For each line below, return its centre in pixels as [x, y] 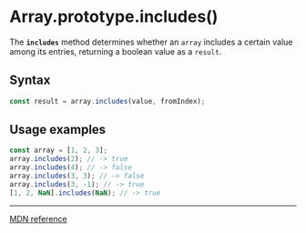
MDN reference [39, 218]
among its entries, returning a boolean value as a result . [116, 51]
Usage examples [58, 130]
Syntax [30, 81]
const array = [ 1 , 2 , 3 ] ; [58, 151]
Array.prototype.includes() [114, 17]
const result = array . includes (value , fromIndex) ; [107, 101]
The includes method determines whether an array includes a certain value [151, 42]
